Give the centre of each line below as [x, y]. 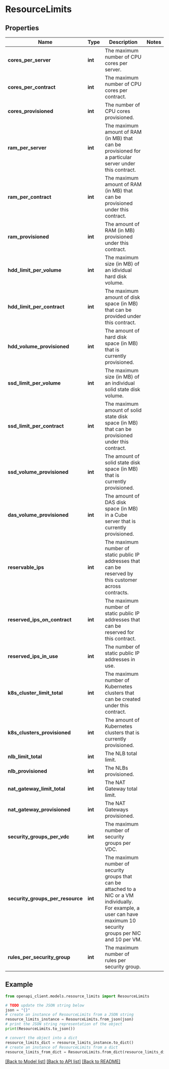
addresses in [120, 659]
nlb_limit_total [25, 757]
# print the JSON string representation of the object [64, 1024]
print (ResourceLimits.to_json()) [40, 1029]
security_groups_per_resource [45, 898]
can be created [123, 699]
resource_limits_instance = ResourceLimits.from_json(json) [70, 1020]
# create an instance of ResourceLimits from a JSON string [70, 1015]
